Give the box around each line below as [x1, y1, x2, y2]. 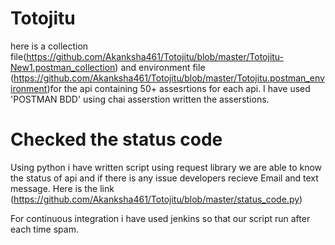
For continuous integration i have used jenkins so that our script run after [10, 212, 311, 224]
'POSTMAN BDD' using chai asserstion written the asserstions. [10, 93, 270, 105]
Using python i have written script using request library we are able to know [10, 161, 323, 173]
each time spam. [10, 223, 79, 235]
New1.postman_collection [10, 61, 116, 73]
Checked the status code [10, 128, 223, 151]
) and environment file [114, 61, 206, 73]
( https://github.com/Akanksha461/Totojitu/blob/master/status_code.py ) [10, 193, 303, 205]
